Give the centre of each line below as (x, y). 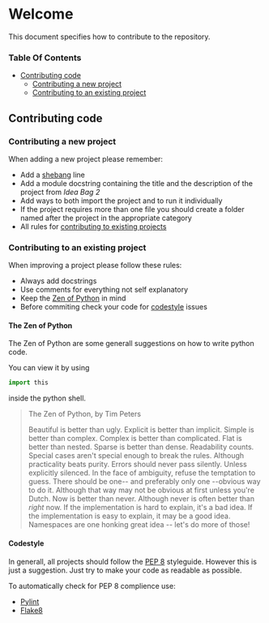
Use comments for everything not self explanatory (104, 290)
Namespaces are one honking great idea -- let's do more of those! (139, 525)
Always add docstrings (58, 281)
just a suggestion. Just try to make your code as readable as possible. (125, 570)
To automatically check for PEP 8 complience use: (92, 586)
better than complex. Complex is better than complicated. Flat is (135, 439)
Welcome (41, 14)
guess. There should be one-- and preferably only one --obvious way (144, 482)
